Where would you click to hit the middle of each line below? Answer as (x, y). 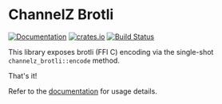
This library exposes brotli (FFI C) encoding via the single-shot (111, 52)
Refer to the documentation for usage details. (83, 91)
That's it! (23, 75)
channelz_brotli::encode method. (64, 60)
